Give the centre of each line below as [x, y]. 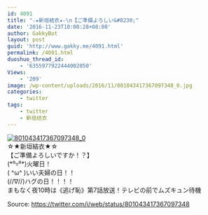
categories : [25, 92]
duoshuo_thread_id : [36, 60]
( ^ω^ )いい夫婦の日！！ [41, 172]
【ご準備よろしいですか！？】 [50, 155]
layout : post [26, 40]
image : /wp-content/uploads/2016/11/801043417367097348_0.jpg [100, 85]
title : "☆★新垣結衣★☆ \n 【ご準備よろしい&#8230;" [73, 20]
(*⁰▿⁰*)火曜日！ [29, 164]
